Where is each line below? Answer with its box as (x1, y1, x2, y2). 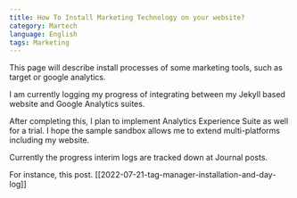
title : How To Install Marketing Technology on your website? (9, 12, 245, 22)
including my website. (9, 135, 90, 145)
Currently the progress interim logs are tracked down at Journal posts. (9, 153, 268, 163)
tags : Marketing (9, 37, 70, 47)
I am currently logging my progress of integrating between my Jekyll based (9, 89, 285, 100)
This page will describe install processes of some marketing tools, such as (9, 62, 283, 73)
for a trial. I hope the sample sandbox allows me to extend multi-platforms (9, 126, 281, 136)
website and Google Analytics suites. (9, 99, 145, 110)
